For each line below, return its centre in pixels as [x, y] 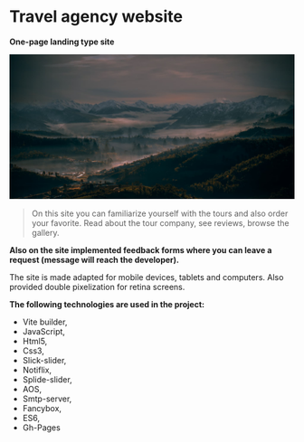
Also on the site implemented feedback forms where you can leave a [141, 249]
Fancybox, [42, 408]
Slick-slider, [44, 360]
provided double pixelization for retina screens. [97, 287]
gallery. [45, 232]
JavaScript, [44, 331]
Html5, [35, 341]
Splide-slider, [47, 379]
